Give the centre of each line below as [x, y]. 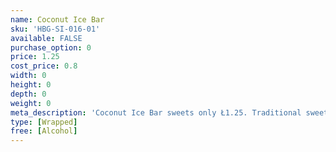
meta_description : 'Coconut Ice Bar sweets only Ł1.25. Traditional [156, 112]
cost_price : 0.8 [44, 66]
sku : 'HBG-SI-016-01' [55, 29]
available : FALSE [46, 38]
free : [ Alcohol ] [44, 131]
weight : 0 [31, 103]
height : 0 [31, 85]
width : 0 [28, 76]
